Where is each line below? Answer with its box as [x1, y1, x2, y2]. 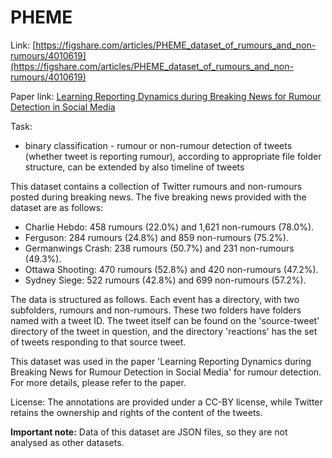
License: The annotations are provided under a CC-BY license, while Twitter [10, 396, 323, 408]
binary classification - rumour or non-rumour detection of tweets [24, 139, 293, 151]
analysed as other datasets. [10, 436, 125, 448]
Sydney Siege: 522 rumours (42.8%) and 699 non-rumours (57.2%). [24, 274, 307, 286]
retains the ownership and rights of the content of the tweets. [10, 406, 263, 418]
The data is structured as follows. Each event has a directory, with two [10, 293, 300, 305]
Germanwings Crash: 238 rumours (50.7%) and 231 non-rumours [24, 242, 295, 254]
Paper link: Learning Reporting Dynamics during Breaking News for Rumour [10, 90, 322, 102]
